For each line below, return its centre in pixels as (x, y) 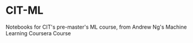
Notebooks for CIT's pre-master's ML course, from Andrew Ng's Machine (96, 27)
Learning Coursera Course (38, 33)
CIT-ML (24, 10)
